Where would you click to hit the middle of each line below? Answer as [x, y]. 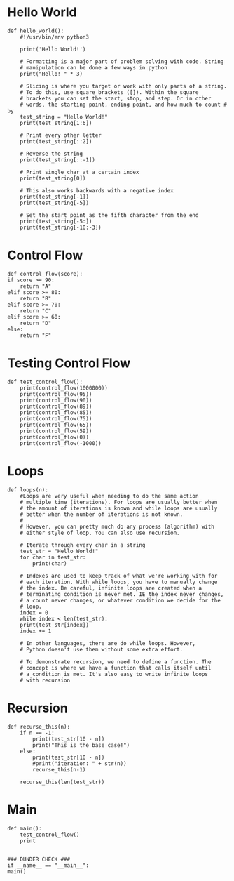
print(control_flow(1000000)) [64, 388]
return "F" [36, 335]
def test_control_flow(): [45, 382]
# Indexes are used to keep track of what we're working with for [119, 576]
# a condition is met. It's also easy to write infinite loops [114, 674]
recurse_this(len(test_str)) [62, 782]
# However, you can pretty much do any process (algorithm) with [117, 526]
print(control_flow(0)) [55, 437]
